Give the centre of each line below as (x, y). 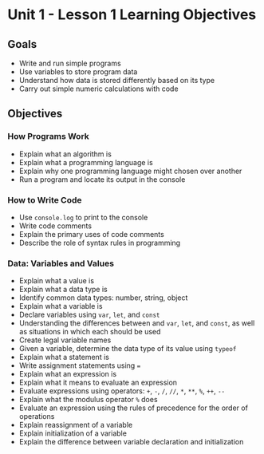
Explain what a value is (57, 281)
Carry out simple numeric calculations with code (99, 89)
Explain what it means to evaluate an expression (98, 383)
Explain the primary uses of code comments (91, 234)
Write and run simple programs (70, 63)
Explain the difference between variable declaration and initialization (131, 442)
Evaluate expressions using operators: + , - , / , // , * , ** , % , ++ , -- (122, 391)
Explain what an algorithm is (65, 154)
